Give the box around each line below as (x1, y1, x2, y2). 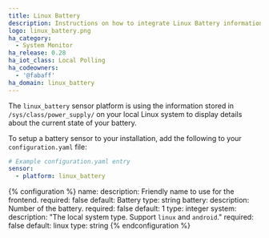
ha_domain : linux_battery (8, 79, 94, 87)
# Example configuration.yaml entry (8, 157, 130, 165)
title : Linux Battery (8, 11, 81, 20)
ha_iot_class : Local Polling (8, 57, 106, 65)
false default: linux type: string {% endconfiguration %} (8, 221, 191, 231)
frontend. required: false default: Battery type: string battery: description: (8, 196, 250, 205)
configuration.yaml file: (8, 142, 87, 151)
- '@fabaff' (15, 71, 56, 79)
